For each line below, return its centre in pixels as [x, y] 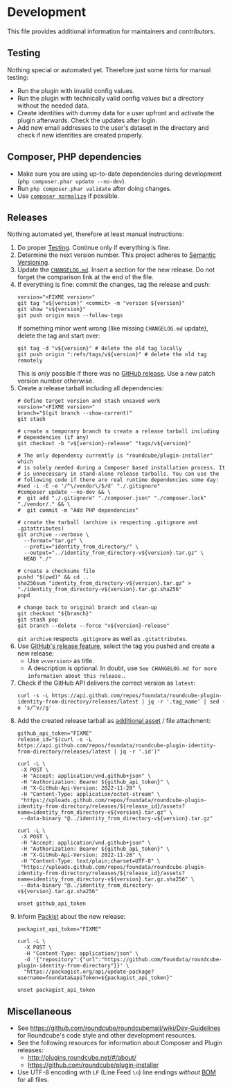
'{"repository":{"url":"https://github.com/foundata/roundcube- [128, 960]
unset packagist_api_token [56, 990]
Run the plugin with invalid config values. [76, 90]
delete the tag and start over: [59, 336]
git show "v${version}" [52, 310]
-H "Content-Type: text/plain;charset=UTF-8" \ [90, 861]
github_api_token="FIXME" [54, 733]
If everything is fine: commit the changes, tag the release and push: [114, 285]
